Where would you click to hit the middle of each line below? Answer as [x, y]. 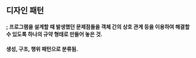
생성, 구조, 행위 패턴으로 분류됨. [42, 49]
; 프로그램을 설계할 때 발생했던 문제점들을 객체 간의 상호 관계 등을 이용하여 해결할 [98, 27]
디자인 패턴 [25, 11]
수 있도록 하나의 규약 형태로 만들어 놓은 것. [54, 34]
